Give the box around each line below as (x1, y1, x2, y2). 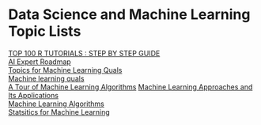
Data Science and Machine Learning (8, 6, 251, 24)
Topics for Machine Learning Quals (8, 65, 123, 74)
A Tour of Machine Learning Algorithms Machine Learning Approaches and (8, 81, 253, 92)
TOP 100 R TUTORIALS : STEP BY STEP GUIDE (8, 48, 161, 58)
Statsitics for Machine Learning (8, 107, 111, 116)
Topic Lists (8, 22, 81, 40)
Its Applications (8, 90, 59, 100)
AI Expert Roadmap (8, 57, 71, 66)
